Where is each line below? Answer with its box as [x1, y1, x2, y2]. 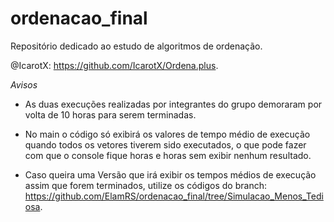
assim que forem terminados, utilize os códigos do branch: [24, 179, 267, 191]
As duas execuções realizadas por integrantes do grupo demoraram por [24, 98, 323, 110]
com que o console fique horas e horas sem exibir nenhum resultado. [24, 149, 312, 161]
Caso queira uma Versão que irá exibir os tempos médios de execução [24, 168, 317, 181]
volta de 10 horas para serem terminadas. [24, 108, 197, 121]
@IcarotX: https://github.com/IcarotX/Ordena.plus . [10, 59, 219, 71]
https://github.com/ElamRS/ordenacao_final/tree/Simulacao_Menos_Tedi [24, 190, 324, 202]
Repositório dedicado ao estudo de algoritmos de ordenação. [10, 40, 263, 52]
